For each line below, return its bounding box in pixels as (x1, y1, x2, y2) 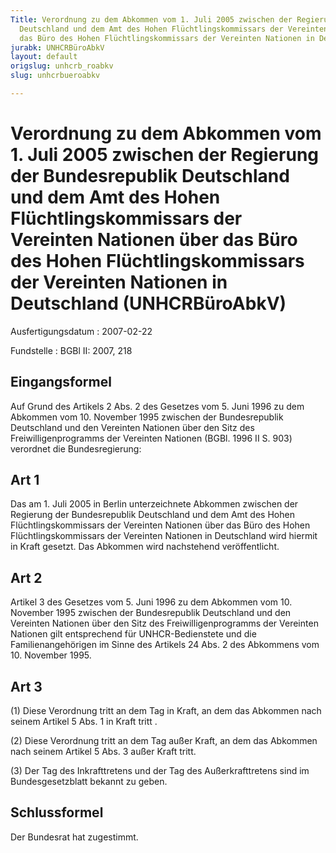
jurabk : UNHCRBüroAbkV (10, 42, 105, 53)
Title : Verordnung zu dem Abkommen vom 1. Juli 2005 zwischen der (10, 14, 293, 25)
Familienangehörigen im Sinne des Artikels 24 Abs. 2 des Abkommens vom (10, 639, 320, 651)
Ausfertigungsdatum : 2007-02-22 (10, 325, 153, 337)
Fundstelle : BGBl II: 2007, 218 (10, 344, 133, 356)
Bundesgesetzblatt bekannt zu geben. (10, 776, 168, 788)
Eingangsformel (10, 374, 112, 391)
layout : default (10, 52, 78, 62)
